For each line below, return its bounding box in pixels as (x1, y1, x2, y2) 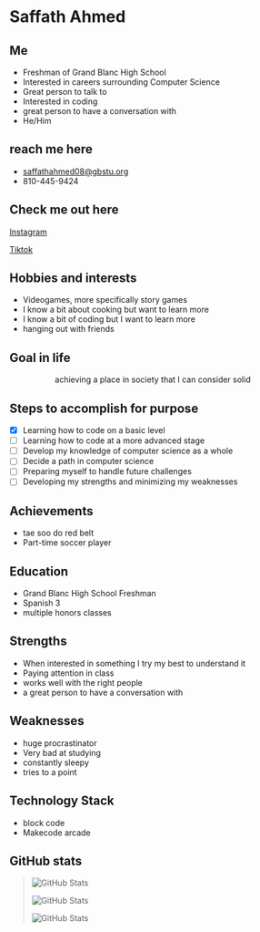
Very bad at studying (22, 747, 102, 758)
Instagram (9, 226, 47, 237)
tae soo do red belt (22, 527, 95, 539)
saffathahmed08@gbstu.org (22, 166, 129, 177)
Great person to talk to (22, 87, 107, 97)
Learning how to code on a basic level (22, 425, 165, 436)
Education (9, 564, 69, 579)
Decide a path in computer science (22, 456, 155, 467)
